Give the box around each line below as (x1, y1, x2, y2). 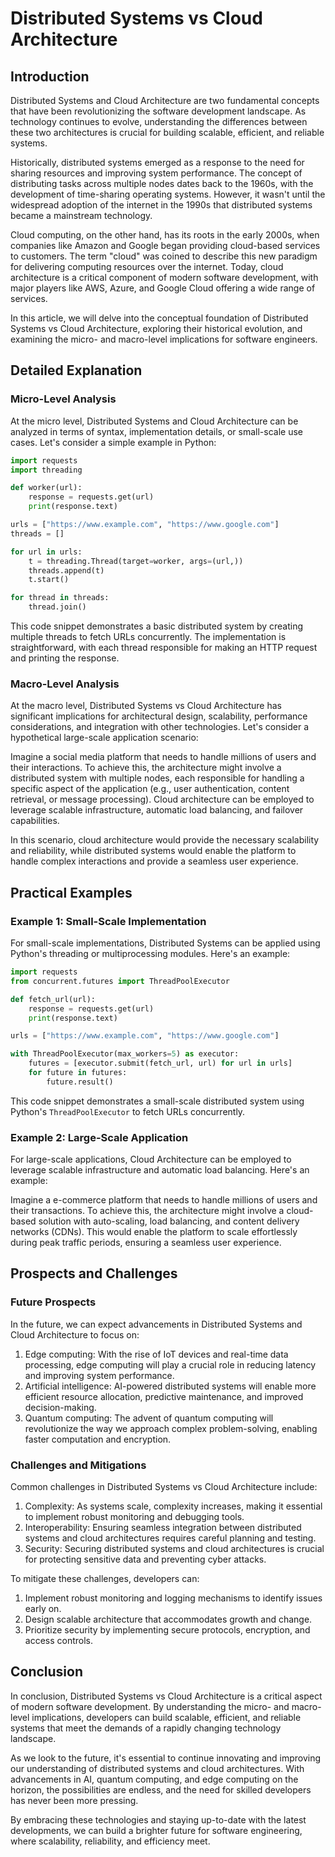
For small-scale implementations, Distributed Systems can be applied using (10, 937, 321, 949)
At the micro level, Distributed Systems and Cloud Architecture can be (10, 415, 299, 427)
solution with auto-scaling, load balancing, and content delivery (38, 1215, 300, 1227)
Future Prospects (10, 1295, 97, 1309)
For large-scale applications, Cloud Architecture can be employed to (10, 1153, 292, 1166)
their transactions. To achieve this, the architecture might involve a (10, 1205, 285, 1217)
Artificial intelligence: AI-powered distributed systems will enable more (24, 1380, 317, 1392)
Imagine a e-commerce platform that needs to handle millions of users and (10, 1194, 318, 1206)
